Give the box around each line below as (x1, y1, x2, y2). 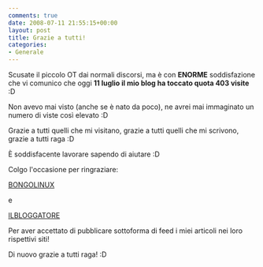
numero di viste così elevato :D (8, 111, 109, 119)
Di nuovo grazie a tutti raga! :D (8, 250, 107, 259)
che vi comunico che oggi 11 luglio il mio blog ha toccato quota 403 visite (8, 78, 250, 88)
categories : (8, 41, 47, 49)
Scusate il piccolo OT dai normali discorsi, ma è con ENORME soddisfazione (8, 70, 256, 79)
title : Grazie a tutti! (8, 33, 87, 42)
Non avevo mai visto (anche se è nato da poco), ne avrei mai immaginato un (8, 102, 254, 111)
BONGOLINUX (8, 180, 55, 190)
